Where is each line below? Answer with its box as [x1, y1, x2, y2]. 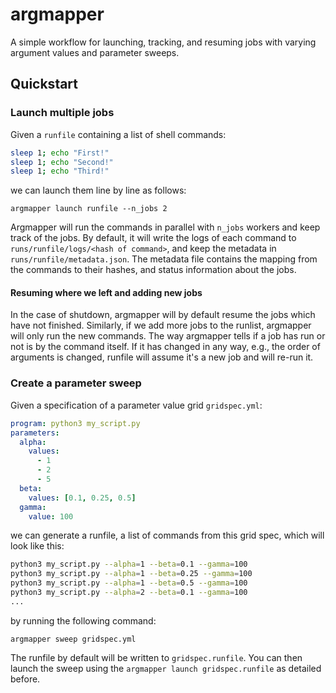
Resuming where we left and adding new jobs [10, 286, 203, 298]
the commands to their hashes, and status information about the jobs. [10, 264, 297, 276]
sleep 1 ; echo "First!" [10, 148, 110, 158]
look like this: [10, 540, 65, 552]
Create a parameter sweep [10, 376, 142, 390]
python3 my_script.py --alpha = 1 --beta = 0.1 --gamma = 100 [10, 559, 248, 570]
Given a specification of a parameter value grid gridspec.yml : [10, 399, 263, 411]
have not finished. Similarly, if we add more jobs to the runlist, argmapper [10, 319, 312, 332]
